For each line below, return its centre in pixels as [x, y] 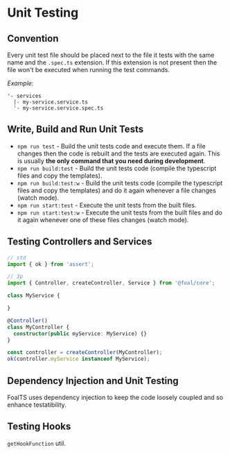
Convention [33, 39]
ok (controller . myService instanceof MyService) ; [79, 359]
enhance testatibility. [37, 405]
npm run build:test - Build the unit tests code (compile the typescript [117, 168]
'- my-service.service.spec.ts [59, 108]
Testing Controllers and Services [80, 242]
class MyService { [34, 296]
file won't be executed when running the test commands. [88, 70]
